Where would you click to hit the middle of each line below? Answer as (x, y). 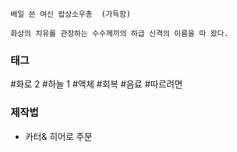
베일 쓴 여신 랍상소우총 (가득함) (71, 14)
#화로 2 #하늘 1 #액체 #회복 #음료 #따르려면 (96, 84)
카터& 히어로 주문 (58, 136)
